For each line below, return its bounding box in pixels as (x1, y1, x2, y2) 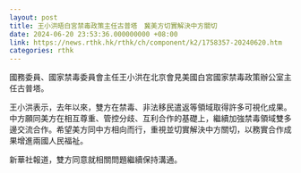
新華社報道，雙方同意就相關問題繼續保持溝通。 (9, 154, 182, 165)
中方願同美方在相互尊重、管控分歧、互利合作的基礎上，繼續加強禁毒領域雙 (9, 113, 284, 124)
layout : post (9, 12, 58, 22)
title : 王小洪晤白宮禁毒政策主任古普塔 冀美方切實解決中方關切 (9, 21, 218, 30)
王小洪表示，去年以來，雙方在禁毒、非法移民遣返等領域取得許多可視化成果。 (9, 102, 292, 112)
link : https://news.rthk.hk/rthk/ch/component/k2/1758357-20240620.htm (9, 37, 282, 47)
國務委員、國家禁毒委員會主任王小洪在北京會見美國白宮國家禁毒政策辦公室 (9, 72, 284, 83)
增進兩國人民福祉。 (16, 136, 88, 146)
